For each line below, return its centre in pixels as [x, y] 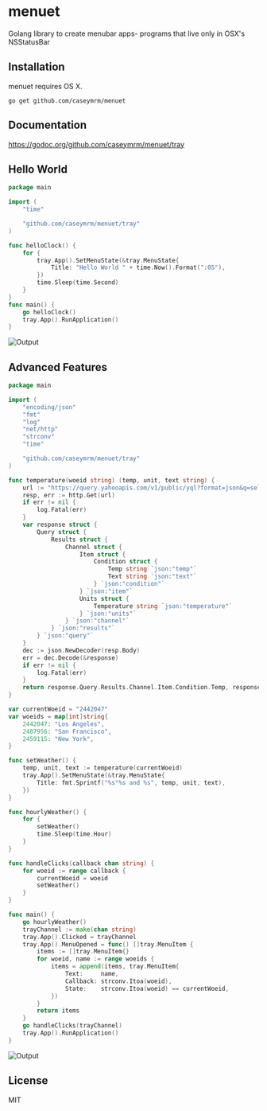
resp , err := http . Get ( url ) [69, 495]
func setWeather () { [43, 761]
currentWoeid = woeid [73, 878]
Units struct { [104, 598]
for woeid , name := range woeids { [96, 959]
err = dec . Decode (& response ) [71, 658]
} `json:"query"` [65, 636]
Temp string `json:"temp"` [152, 569]
